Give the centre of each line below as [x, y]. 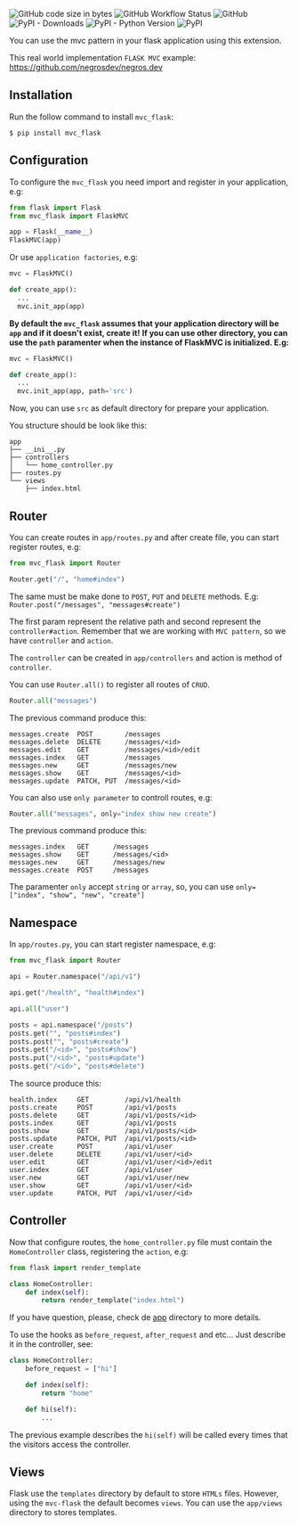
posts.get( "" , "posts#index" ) [65, 1033]
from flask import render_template [75, 1268]
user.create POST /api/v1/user [91, 1146]
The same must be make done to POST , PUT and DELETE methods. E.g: [134, 596]
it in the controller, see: [51, 1344]
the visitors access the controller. [70, 1444]
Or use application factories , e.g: [73, 258]
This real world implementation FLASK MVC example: [103, 57]
